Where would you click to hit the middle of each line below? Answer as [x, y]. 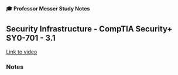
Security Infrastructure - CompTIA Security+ [89, 29]
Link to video [22, 52]
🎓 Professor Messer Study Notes [48, 8]
